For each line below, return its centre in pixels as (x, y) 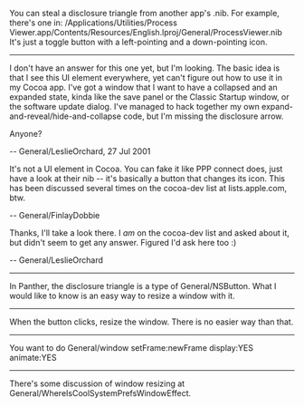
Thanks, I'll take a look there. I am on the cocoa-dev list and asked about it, (149, 233)
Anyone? (26, 134)
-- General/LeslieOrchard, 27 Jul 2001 (80, 151)
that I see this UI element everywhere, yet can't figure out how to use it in (146, 78)
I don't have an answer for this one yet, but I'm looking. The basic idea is (145, 68)
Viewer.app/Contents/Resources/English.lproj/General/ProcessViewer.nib (146, 32)
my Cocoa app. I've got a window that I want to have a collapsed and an (143, 87)
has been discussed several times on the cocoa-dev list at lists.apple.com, (148, 188)
